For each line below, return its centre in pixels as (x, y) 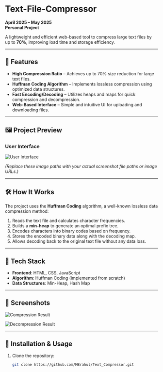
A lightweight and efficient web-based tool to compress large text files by (78, 37)
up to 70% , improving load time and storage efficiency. (60, 42)
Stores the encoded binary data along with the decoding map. (74, 236)
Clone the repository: (33, 355)
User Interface (22, 147)
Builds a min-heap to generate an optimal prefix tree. (65, 226)
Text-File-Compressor (51, 9)
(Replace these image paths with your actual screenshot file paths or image (81, 167)
